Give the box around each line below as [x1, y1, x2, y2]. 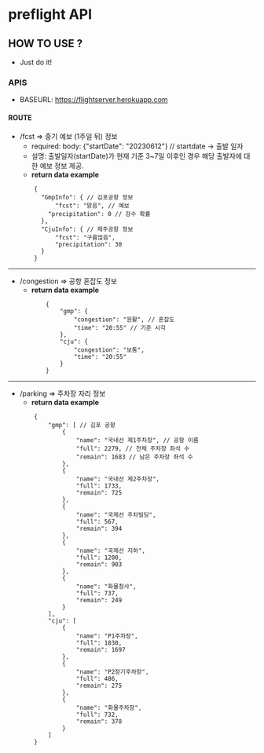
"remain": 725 [75, 488, 123, 496]
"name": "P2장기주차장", [75, 667, 149, 676]
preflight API [8, 5, 93, 24]
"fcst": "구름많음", [54, 233, 115, 241]
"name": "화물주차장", [75, 704, 142, 711]
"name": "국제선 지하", [75, 546, 145, 554]
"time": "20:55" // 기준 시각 [73, 323, 167, 331]
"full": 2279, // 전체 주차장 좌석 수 [75, 444, 190, 452]
